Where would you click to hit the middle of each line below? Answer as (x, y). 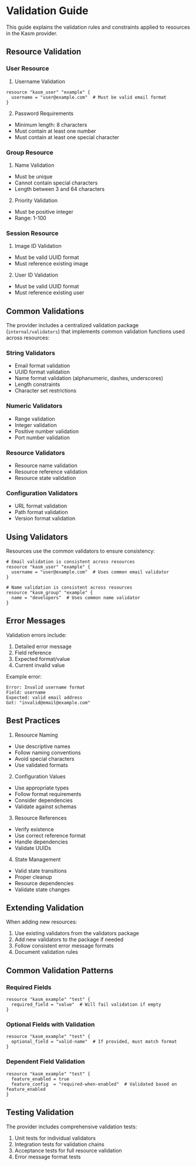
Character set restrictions (45, 391)
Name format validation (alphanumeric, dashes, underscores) (89, 378)
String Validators (31, 352)
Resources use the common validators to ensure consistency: (81, 551)
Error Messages (36, 621)
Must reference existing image (51, 264)
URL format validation (41, 506)
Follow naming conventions (48, 752)
